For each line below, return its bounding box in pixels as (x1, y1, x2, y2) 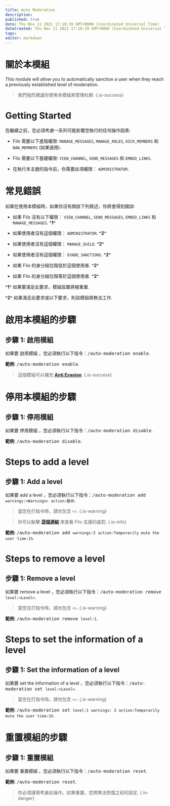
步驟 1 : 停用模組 (5, 413, 54, 421)
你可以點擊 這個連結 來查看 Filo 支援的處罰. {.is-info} (17, 519, 126, 525)
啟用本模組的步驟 (5, 314, 77, 325)
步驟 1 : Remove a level (5, 574, 75, 583)
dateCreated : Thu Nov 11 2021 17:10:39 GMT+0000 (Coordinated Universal (5, 26, 162, 31)
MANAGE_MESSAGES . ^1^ (12, 220, 56, 226)
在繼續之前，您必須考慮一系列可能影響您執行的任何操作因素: (5, 127, 131, 133)
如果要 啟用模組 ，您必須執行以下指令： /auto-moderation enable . (5, 350, 150, 356)
